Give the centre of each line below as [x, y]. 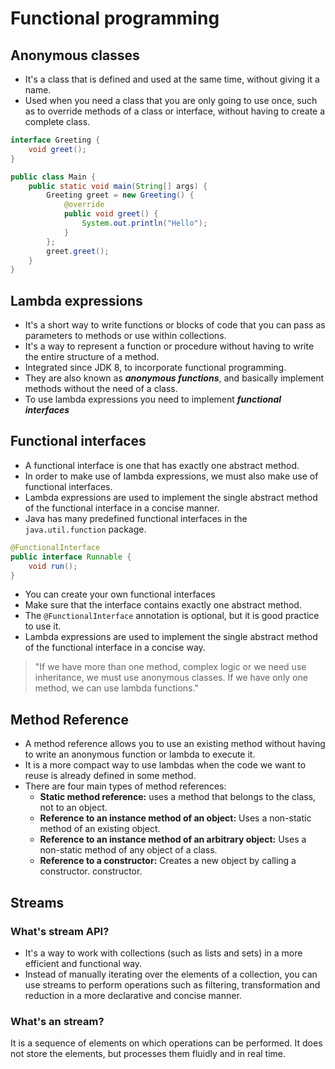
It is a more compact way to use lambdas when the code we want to [165, 765]
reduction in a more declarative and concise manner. [133, 995]
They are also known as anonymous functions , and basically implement [174, 378]
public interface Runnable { [71, 557]
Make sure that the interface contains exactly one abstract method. [163, 605]
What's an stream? [57, 1021]
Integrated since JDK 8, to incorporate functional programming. [155, 368]
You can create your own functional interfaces [120, 594]
